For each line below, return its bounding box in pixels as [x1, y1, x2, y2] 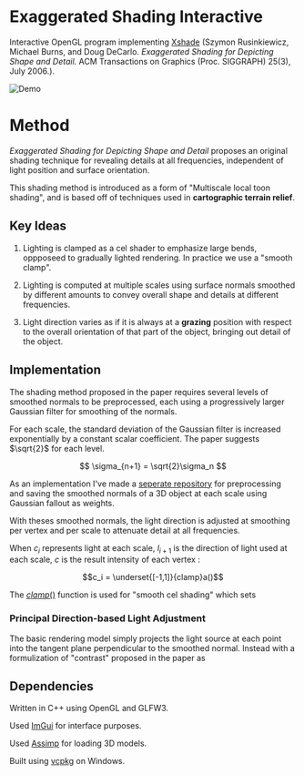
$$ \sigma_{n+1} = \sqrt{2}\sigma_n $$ [78, 460, 228, 471]
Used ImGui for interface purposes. [9, 720, 142, 731]
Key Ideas [9, 219, 66, 234]
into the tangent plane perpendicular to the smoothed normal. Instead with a [9, 642, 296, 653]
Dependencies [9, 678, 94, 694]
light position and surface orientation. [9, 164, 150, 175]
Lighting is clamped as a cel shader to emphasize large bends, [22, 242, 258, 253]
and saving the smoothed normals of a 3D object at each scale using [9, 487, 268, 498]
